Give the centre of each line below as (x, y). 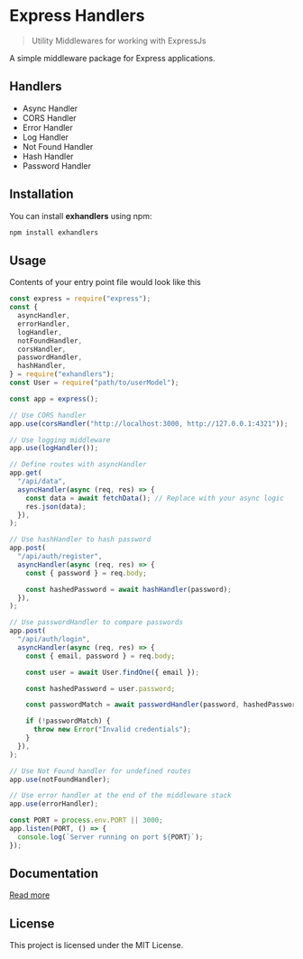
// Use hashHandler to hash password (80, 539)
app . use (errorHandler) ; (54, 804)
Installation (41, 194)
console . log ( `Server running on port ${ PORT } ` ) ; (110, 837)
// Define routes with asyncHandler (78, 465)
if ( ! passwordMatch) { (68, 721)
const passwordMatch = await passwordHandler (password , (133, 705)
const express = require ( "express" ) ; (80, 299)
